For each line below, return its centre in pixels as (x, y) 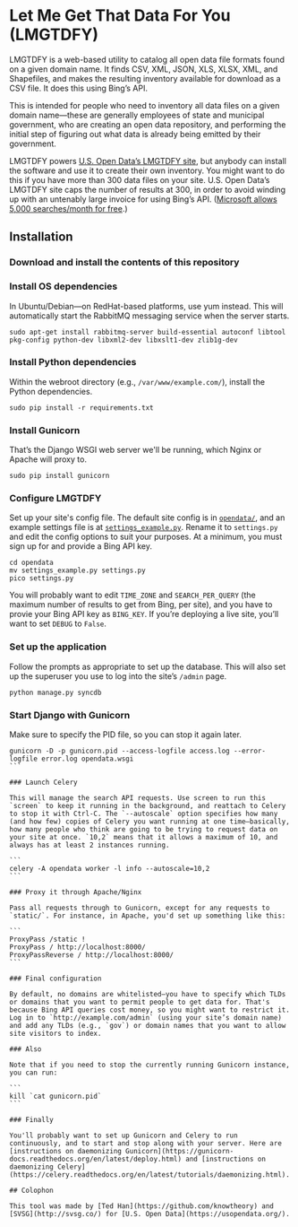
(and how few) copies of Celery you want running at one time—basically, (150, 822)
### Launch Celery (43, 783)
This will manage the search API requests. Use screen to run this (138, 798)
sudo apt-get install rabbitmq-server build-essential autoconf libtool (148, 332)
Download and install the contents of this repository (124, 263)
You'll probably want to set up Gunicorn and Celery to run (124, 1136)
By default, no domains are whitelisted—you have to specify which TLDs (148, 995)
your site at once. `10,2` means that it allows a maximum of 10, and (144, 838)
